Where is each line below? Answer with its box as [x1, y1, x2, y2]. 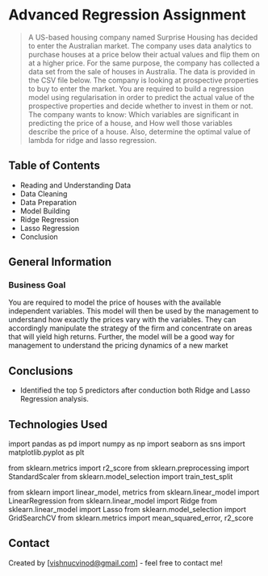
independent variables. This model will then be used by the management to [8, 306, 259, 316]
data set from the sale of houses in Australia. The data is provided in [27, 66, 256, 76]
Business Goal [8, 280, 66, 291]
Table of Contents [8, 159, 101, 173]
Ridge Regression [19, 214, 79, 224]
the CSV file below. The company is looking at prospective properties [27, 75, 259, 85]
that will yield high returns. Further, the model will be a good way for [8, 332, 235, 342]
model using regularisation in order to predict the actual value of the [27, 92, 255, 102]
